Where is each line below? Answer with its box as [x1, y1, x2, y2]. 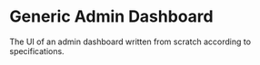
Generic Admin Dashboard [9, 6, 214, 27]
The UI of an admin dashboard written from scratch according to [9, 36, 252, 47]
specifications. [9, 45, 65, 56]
